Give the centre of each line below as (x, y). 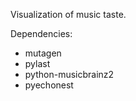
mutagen (43, 53)
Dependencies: (41, 33)
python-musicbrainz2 (69, 74)
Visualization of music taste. (68, 14)
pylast (37, 63)
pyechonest (49, 85)
